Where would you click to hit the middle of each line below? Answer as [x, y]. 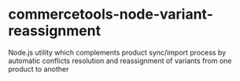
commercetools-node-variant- [111, 14]
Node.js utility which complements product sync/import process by [117, 52]
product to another [39, 69]
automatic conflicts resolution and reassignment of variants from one [120, 61]
